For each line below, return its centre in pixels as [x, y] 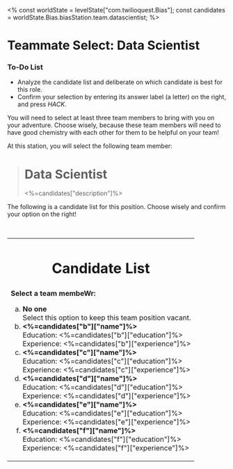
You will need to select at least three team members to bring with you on [111, 118]
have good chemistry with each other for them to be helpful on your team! [113, 133]
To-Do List [25, 67]
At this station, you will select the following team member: [90, 146]
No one [35, 308]
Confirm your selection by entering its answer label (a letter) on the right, [122, 97]
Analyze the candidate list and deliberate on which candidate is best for [120, 82]
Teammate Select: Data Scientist [104, 46]
